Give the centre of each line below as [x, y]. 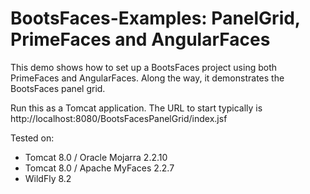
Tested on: [32, 138]
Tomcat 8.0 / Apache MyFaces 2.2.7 [99, 168]
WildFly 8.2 [48, 178]
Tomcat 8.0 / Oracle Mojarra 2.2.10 [96, 157]
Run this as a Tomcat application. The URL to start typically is [136, 108]
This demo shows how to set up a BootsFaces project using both [144, 67]
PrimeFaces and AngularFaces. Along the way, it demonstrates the [147, 78]
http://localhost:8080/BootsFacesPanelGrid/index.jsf [119, 118]
